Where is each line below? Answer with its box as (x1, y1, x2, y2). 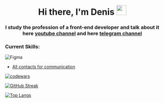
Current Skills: (5, 43, 40, 50)
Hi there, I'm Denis (38, 6, 115, 18)
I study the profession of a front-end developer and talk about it (5, 24, 160, 31)
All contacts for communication (12, 64, 75, 70)
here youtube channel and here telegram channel (23, 30, 142, 37)
